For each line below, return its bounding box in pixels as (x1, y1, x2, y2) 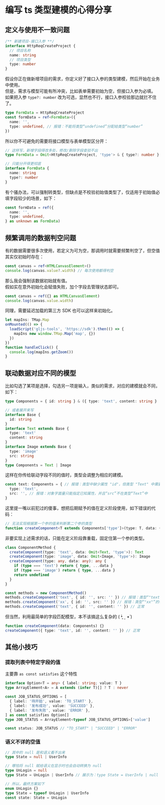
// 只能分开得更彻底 (5, 161, 41, 166)
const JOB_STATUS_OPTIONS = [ (5, 694, 67, 699)
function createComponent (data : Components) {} (5, 624, 105, 628)
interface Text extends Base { (5, 426, 69, 431)
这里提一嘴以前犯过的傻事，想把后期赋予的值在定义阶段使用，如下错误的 (5, 505, 151, 511)
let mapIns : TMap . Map (5, 318, 50, 323)
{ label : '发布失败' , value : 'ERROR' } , (9, 708, 90, 713)
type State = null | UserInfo (5, 754, 67, 760)
